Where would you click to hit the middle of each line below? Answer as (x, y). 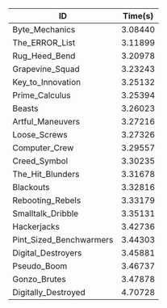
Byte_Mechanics (44, 30)
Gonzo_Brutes (39, 279)
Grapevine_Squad (46, 69)
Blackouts (31, 187)
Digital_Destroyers (47, 253)
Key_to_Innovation (47, 82)
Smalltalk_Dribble (46, 213)
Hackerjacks (36, 227)
